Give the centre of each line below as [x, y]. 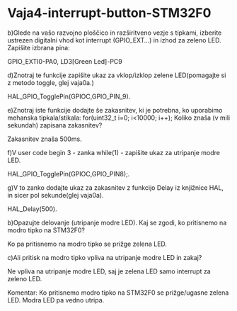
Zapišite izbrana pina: [39, 47]
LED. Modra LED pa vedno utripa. [56, 300]
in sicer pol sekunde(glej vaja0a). [56, 195]
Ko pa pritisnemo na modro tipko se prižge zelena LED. [87, 244]
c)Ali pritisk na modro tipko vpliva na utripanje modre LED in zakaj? [105, 257]
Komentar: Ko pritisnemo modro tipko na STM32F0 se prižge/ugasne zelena [118, 293]
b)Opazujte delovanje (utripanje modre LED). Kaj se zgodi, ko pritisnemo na [117, 222]
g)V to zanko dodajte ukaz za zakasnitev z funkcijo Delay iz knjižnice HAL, [116, 187]
